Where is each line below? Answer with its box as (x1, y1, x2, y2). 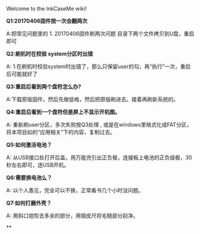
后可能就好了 (6, 70, 38, 77)
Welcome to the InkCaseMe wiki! (6, 5, 87, 12)
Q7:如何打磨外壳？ (6, 199, 52, 207)
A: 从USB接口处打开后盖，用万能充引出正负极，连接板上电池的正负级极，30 (6, 154, 192, 161)
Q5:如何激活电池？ (6, 141, 53, 148)
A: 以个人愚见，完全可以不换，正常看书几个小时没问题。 (6, 187, 144, 193)
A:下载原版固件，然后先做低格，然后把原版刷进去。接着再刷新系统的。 (6, 96, 179, 103)
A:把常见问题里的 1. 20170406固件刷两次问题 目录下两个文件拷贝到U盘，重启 (6, 30, 195, 37)
